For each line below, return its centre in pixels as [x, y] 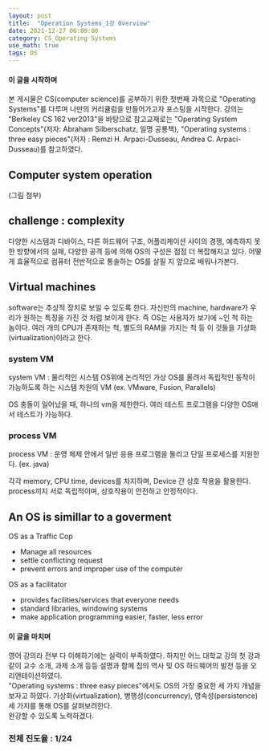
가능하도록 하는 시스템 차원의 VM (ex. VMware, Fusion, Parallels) [112, 387]
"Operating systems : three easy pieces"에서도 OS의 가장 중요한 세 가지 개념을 [134, 686]
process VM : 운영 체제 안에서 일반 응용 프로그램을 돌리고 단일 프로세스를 [123, 454]
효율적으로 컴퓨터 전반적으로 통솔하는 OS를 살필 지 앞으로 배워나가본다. [128, 261]
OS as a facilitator [38, 585]
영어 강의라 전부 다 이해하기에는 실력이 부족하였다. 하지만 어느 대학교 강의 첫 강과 [134, 656]
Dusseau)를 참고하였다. [45, 149]
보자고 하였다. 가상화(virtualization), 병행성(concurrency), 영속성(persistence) [133, 696]
